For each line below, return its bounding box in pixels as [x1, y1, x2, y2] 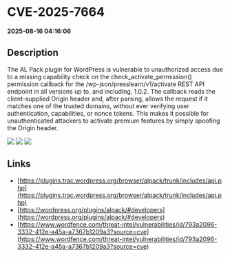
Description [7, 47, 59, 59]
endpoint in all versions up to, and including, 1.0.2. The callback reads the [7, 87, 216, 95]
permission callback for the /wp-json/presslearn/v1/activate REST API [7, 80, 205, 88]
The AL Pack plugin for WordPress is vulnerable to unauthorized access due [7, 65, 224, 73]
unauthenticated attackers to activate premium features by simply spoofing [7, 116, 220, 125]
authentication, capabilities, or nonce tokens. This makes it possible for [7, 109, 209, 117]
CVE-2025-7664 [7, 4, 105, 20]
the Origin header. [7, 123, 59, 132]
